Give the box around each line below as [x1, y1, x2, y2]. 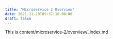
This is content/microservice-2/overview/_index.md [5, 29, 108, 35]
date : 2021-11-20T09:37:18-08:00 [5, 12, 73, 16]
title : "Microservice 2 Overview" [5, 7, 75, 12]
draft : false [5, 16, 32, 21]
